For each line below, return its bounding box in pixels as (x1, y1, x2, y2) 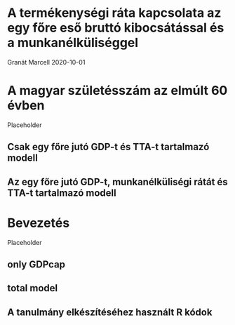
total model (7, 282, 58, 294)
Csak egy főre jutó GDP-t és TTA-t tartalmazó (7, 141, 210, 153)
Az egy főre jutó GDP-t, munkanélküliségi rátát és (7, 175, 228, 187)
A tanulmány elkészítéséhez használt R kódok (7, 306, 213, 318)
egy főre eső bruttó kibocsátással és (7, 20, 224, 36)
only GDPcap (7, 258, 65, 270)
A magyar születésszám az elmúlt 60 (7, 83, 228, 99)
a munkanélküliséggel (7, 35, 139, 51)
